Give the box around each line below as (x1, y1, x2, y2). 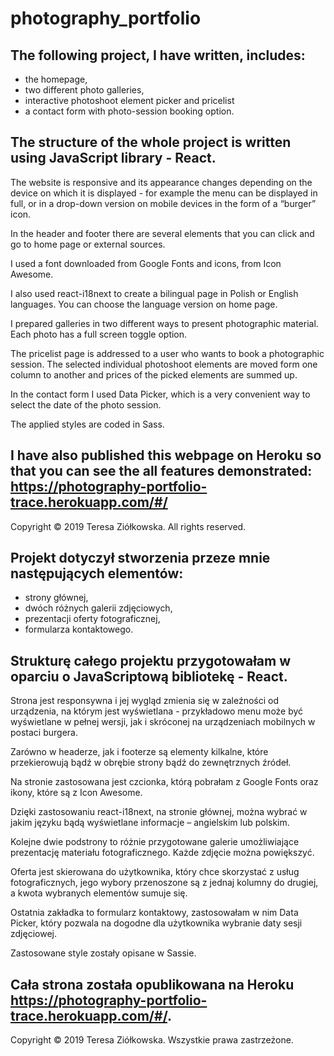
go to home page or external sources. (10, 238, 166, 250)
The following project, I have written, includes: (10, 47, 306, 64)
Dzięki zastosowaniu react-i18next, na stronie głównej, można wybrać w (10, 806, 308, 818)
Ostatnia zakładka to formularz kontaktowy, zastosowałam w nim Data (10, 907, 299, 919)
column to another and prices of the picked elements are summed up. (10, 368, 298, 381)
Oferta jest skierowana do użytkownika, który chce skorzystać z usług (10, 866, 300, 878)
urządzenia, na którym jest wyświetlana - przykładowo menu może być (10, 705, 304, 717)
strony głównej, (24, 592, 89, 604)
